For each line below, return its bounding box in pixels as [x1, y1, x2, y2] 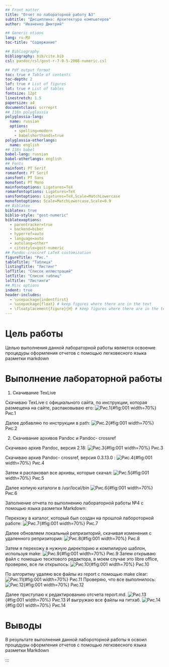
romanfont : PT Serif [5, 170, 49, 175]
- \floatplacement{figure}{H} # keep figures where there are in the [10, 306, 158, 311]
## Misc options [5, 283, 39, 288]
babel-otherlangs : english [5, 157, 62, 162]
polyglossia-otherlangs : [5, 138, 57, 143]
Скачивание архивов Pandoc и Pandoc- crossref [12, 435, 116, 441]
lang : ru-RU [5, 35, 30, 40]
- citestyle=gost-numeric [10, 245, 64, 250]
